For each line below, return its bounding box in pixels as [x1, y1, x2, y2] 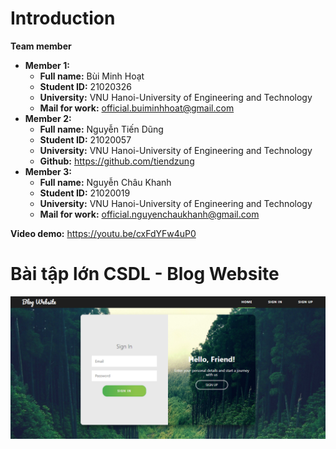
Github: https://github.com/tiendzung [39, 155, 195, 167]
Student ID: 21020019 [39, 187, 131, 199]
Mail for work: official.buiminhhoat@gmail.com [39, 102, 235, 114]
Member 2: [24, 112, 72, 124]
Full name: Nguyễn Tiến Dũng [39, 123, 164, 135]
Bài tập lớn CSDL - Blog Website [10, 263, 280, 286]
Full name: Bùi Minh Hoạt [39, 70, 145, 82]
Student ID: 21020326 [39, 80, 132, 92]
